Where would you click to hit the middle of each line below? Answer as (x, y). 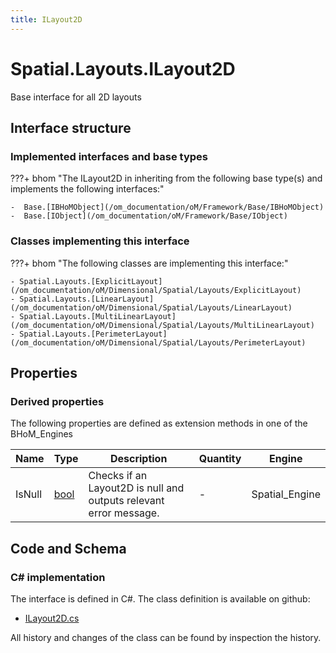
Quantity (220, 459)
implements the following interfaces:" (87, 189)
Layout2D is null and (136, 488)
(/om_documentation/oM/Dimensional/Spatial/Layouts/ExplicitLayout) (156, 290)
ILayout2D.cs (52, 618)
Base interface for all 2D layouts (76, 97)
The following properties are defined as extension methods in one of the (159, 423)
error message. (124, 513)
